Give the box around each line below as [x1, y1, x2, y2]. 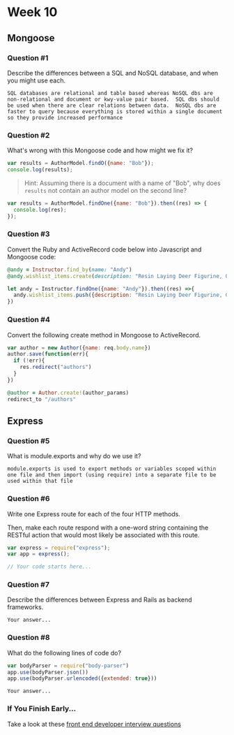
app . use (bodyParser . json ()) [7, 669, 89, 676]
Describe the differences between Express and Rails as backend [7, 595, 193, 604]
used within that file [7, 478, 73, 485]
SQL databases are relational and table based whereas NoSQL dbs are [7, 89, 214, 96]
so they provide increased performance [7, 114, 123, 121]
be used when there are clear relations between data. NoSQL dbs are [7, 102, 217, 109]
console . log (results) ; [7, 166, 73, 173]
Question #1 [7, 53, 49, 63]
